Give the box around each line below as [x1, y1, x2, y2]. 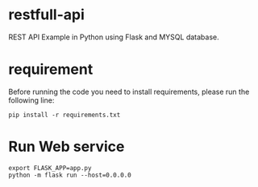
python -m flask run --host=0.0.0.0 [8, 171, 131, 179]
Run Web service [8, 138, 125, 156]
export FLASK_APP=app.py [8, 164, 92, 172]
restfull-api [8, 6, 85, 24]
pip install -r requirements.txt [8, 111, 121, 119]
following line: [8, 95, 55, 105]
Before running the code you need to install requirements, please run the [8, 87, 250, 96]
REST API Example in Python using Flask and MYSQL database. [8, 32, 219, 42]
